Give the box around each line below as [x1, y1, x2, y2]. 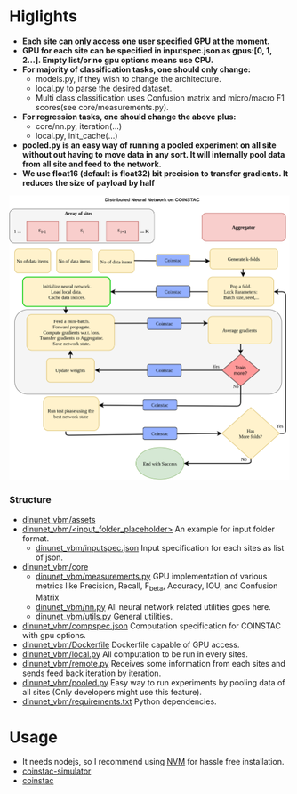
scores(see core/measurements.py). [35, 101, 169, 112]
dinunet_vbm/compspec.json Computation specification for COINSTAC [21, 620, 282, 631]
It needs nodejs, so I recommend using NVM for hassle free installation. [21, 757, 285, 767]
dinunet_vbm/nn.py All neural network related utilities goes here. [35, 601, 271, 612]
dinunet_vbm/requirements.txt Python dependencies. [21, 696, 217, 707]
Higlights [9, 6, 78, 27]
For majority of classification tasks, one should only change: [21, 64, 251, 75]
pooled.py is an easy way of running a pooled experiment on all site [21, 140, 277, 150]
